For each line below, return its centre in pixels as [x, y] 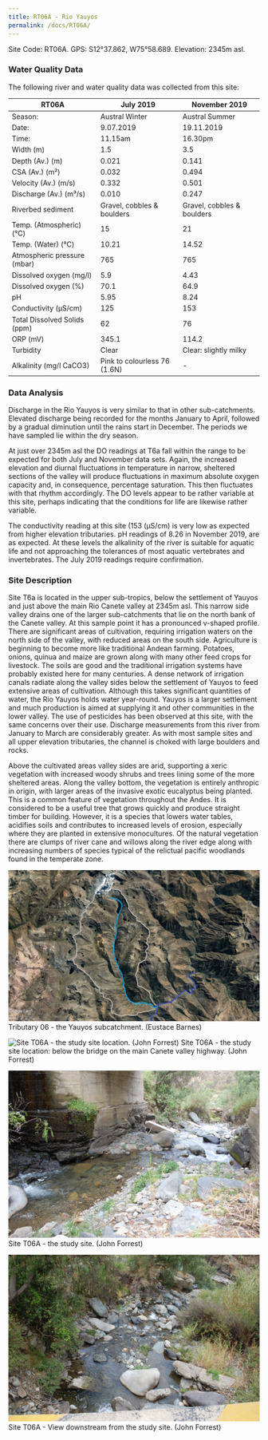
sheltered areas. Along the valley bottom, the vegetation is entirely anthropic [134, 783]
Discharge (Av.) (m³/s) [49, 194]
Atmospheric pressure [48, 255]
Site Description [40, 580]
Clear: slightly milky [215, 350]
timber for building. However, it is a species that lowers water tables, [121, 817]
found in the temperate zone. [56, 859]
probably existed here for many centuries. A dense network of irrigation [126, 674]
